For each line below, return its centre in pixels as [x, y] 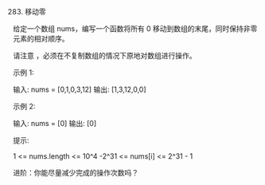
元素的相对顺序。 [41, 39]
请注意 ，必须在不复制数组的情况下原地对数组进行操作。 [105, 55]
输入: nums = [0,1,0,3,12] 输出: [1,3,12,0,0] [80, 89]
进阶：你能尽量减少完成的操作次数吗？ [76, 173]
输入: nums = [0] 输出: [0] [55, 123]
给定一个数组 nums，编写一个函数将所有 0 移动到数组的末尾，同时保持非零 [135, 29]
